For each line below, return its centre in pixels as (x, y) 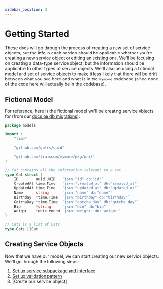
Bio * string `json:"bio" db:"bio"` (61, 207)
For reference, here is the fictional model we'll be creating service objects (79, 111)
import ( (14, 134)
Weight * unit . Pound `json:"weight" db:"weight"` (68, 211)
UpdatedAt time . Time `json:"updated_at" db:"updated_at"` (76, 188)
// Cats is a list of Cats (33, 224)
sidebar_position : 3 (26, 10)
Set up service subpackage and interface (54, 271)
